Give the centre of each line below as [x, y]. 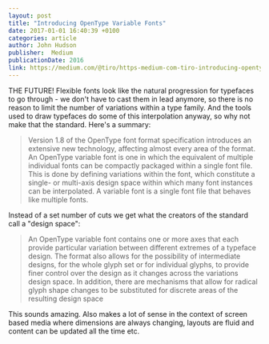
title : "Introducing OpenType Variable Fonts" [87, 23]
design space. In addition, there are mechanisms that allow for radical [143, 282]
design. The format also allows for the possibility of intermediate [134, 256]
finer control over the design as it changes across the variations [133, 273]
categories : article [43, 38]
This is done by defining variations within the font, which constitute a [141, 174]
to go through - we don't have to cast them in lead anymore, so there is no [131, 99]
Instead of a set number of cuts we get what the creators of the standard [128, 215]
